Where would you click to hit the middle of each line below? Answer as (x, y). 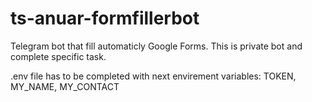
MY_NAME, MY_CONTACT (65, 86)
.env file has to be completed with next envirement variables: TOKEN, (153, 76)
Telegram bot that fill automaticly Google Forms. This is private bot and (156, 46)
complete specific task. (58, 56)
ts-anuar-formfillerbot (105, 18)
